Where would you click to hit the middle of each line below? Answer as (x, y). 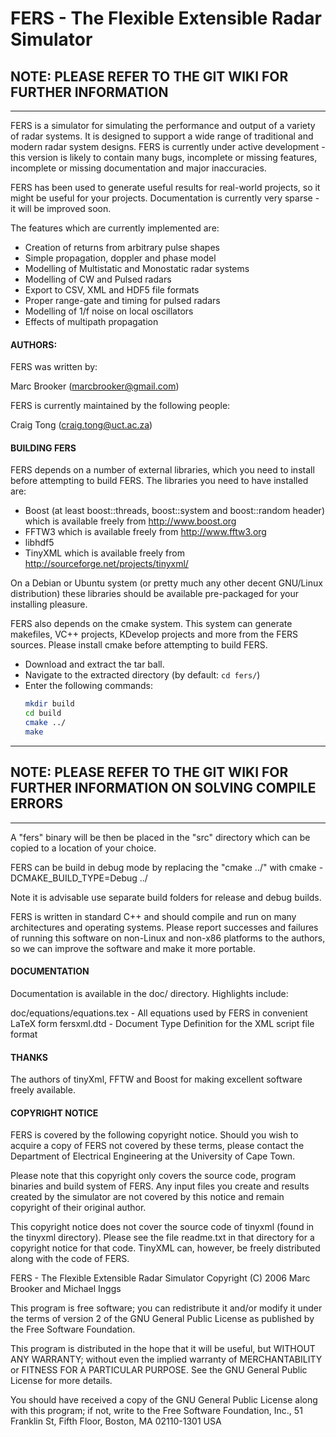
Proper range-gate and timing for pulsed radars (122, 300)
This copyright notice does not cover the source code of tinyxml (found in (162, 1227)
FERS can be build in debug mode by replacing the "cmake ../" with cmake (163, 867)
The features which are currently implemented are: (115, 228)
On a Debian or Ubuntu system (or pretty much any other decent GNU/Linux (166, 583)
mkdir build (49, 704)
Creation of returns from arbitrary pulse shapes (122, 247)
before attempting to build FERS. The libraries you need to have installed (159, 481)
